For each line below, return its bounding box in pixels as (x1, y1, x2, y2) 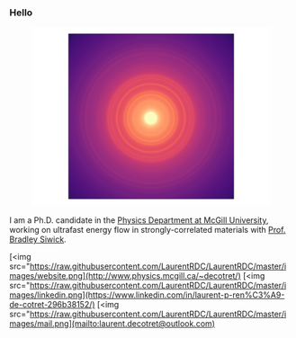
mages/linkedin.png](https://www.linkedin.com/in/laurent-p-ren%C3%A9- (9, 289, 285, 300)
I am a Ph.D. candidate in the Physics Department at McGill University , (9, 215, 269, 226)
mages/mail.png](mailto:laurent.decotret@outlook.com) (9, 318, 216, 329)
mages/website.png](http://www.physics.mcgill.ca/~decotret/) (9, 271, 241, 281)
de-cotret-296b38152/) (9, 299, 96, 310)
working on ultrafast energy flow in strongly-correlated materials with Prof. (9, 225, 286, 236)
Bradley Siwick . (9, 234, 67, 245)
